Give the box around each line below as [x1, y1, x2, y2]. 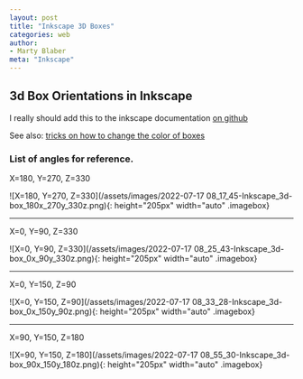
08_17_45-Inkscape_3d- [206, 190, 293, 201]
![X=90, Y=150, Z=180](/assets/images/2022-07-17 [9, 349, 198, 361]
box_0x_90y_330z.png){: [9, 254, 101, 264]
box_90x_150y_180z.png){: [9, 359, 106, 370]
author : [9, 38, 39, 48]
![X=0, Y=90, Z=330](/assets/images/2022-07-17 [9, 244, 192, 254]
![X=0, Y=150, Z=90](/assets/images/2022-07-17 [9, 297, 191, 308]
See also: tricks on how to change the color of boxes [9, 130, 206, 141]
